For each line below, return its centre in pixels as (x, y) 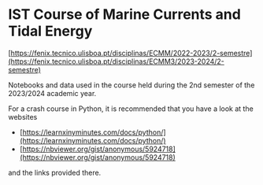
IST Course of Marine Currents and (125, 15)
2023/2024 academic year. (52, 93)
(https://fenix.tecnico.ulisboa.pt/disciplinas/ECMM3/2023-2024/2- (116, 61)
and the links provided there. (55, 172)
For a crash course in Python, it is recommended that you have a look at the (131, 109)
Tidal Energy (50, 31)
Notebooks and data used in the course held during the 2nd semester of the (131, 85)
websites (23, 117)
